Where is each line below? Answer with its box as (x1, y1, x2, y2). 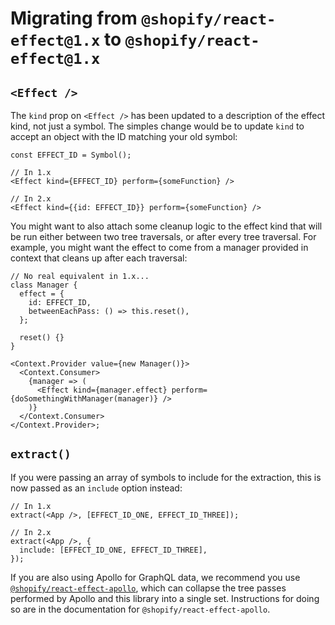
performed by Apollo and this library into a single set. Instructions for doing (10, 592, 320, 604)
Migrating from (10, 7, 138, 30)
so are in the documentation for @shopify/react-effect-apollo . (10, 603, 271, 615)
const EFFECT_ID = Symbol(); (10, 150, 132, 160)
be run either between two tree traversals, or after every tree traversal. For (10, 231, 317, 242)
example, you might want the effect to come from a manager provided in (10, 242, 309, 253)
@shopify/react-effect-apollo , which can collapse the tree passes (10, 582, 287, 594)
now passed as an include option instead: (10, 482, 183, 494)
